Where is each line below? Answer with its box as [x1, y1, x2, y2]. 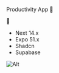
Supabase [15, 49, 41, 56]
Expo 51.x [15, 36, 40, 43]
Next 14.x [15, 29, 39, 36]
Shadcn [15, 43, 35, 49]
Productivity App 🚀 [6, 6, 54, 13]
